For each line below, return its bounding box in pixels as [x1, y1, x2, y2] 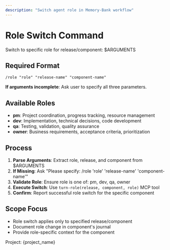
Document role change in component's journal [12, 223, 111, 230]
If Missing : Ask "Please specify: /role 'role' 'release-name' [12, 168, 137, 174]
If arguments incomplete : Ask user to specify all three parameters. [5, 84, 147, 90]
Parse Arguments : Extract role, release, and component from [12, 157, 143, 163]
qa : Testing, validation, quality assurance [12, 123, 100, 130]
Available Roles [5, 98, 55, 108]
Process [5, 143, 32, 152]
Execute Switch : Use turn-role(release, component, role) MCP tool [12, 184, 160, 190]
